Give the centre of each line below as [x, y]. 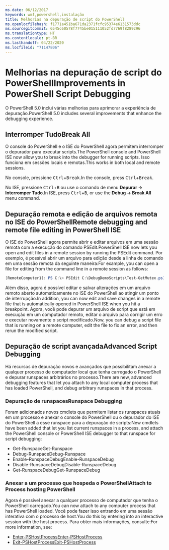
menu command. [23, 198]
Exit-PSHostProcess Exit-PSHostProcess [54, 542]
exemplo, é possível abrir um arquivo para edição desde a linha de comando [84, 258]
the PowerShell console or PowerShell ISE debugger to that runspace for [80, 433]
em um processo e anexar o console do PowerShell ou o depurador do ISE [82, 417]
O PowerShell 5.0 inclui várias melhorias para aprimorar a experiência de [80, 108]
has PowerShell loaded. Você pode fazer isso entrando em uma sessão [79, 511]
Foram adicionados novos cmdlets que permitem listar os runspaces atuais [83, 412]
